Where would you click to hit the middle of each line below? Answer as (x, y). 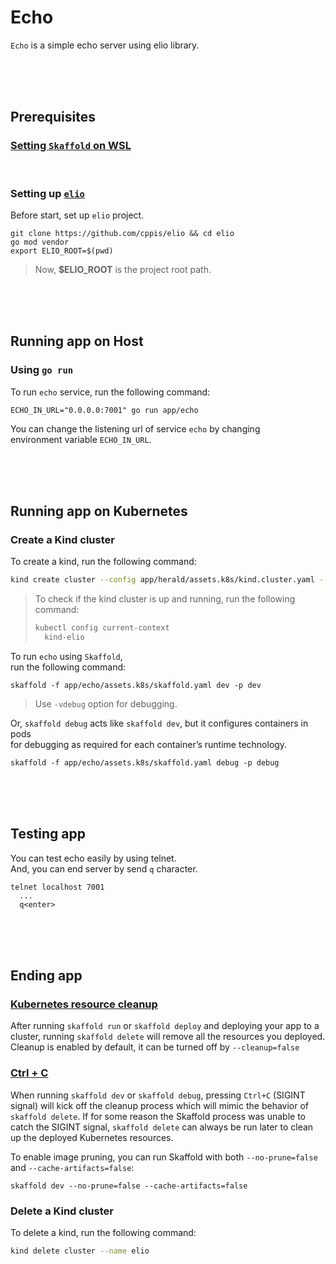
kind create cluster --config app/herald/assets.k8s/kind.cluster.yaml (162, 580)
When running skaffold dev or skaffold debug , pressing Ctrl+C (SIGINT (158, 1095)
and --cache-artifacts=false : (72, 1167)
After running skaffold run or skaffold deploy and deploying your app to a (165, 1026)
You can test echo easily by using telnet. (93, 858)
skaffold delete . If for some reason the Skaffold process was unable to (158, 1116)
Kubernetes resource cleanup (84, 1004)
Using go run (42, 370)
